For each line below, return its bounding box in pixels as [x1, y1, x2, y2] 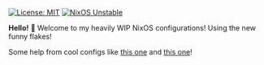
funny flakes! [8, 32, 52, 41]
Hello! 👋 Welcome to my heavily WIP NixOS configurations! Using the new [8, 23, 257, 32]
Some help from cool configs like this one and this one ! [8, 47, 193, 56]
